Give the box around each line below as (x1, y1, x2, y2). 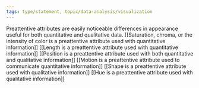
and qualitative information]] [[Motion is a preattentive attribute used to (6, 56, 180, 63)
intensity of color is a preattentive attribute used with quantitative (6, 37, 166, 44)
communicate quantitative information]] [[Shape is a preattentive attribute (6, 63, 187, 70)
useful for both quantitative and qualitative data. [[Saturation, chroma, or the (6, 31, 193, 38)
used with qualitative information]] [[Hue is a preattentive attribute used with (6, 69, 193, 76)
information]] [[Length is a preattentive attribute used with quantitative (6, 44, 178, 51)
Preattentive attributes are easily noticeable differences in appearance (6, 25, 178, 32)
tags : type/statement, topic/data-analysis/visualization (6, 8, 153, 15)
